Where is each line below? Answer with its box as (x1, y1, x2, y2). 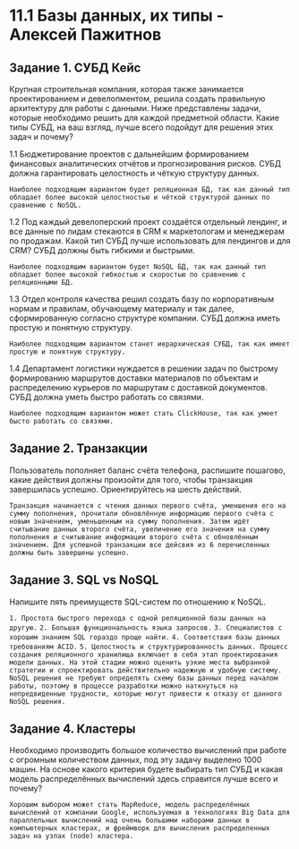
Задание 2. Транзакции (9, 441, 148, 457)
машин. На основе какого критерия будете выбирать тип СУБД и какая (9, 764, 284, 775)
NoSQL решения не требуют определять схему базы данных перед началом (9, 673, 278, 682)
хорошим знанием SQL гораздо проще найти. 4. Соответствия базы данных (9, 632, 280, 641)
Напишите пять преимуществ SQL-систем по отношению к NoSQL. (9, 596, 267, 607)
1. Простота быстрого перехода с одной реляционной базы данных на (9, 613, 267, 622)
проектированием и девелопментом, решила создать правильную (9, 93, 266, 104)
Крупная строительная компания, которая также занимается (9, 84, 244, 94)
